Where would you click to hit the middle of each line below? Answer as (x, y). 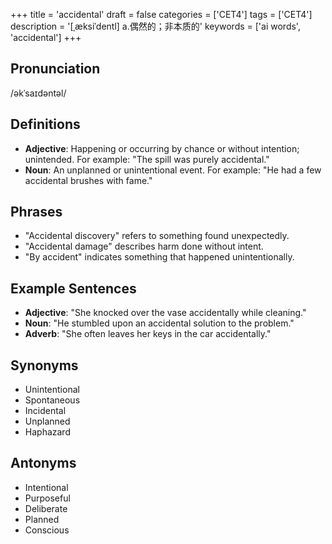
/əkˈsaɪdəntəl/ (38, 93)
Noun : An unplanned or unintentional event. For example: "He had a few (173, 170)
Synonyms (44, 365)
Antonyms (43, 463)
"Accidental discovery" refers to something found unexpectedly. (157, 236)
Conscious (47, 530)
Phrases (36, 212)
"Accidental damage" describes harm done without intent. (144, 246)
